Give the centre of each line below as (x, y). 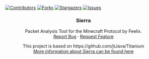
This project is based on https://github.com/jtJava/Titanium (83, 46)
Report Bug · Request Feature (83, 37)
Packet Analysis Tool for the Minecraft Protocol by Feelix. (83, 31)
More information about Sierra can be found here (83, 52)
